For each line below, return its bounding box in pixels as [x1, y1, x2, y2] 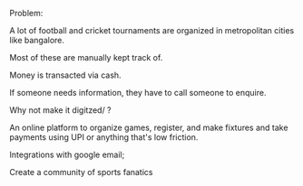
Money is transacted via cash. [9, 70, 122, 80]
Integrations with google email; [9, 149, 125, 160]
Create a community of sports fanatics [9, 167, 153, 177]
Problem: [9, 8, 44, 18]
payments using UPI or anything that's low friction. [9, 132, 199, 143]
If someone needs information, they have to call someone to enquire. [9, 88, 267, 98]
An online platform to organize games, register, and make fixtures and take [9, 122, 288, 133]
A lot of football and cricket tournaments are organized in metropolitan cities [9, 25, 295, 35]
